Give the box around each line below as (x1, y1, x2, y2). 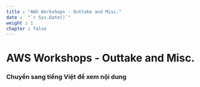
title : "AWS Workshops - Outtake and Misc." (6, 8, 122, 15)
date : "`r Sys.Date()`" (6, 14, 71, 20)
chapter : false (6, 25, 47, 32)
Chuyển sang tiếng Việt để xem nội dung (6, 73, 127, 81)
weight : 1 (6, 20, 34, 26)
